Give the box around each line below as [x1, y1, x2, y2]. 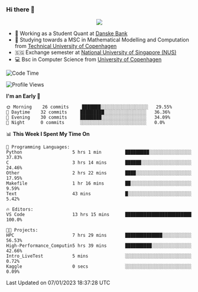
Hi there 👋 [6, 5, 35, 14]
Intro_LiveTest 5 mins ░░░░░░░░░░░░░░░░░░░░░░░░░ [6, 253, 192, 259]
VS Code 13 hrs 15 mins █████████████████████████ [6, 212, 192, 218]
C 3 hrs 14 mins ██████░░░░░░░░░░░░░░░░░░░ [6, 160, 192, 166]
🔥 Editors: [6, 207, 34, 212]
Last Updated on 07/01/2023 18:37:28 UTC [6, 279, 111, 287]
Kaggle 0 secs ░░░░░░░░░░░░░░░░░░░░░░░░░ [6, 264, 192, 269]
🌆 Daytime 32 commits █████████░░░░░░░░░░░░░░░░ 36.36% [6, 109, 170, 115]
